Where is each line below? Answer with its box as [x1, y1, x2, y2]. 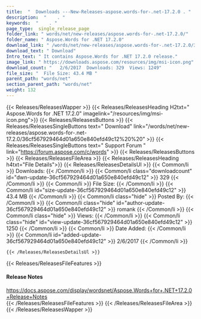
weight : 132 [6, 87, 36, 93]
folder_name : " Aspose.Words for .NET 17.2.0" [6, 37, 124, 43]
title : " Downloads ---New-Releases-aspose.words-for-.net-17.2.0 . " [6, 8, 191, 15]
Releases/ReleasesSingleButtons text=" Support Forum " [6, 142, 146, 149]
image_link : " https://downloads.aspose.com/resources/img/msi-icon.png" [6, 59, 194, 65]
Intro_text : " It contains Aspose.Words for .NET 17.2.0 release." [6, 53, 178, 59]
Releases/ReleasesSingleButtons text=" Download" [6, 123, 133, 130]
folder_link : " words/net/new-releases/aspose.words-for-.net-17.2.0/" [6, 31, 188, 37]
